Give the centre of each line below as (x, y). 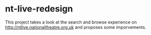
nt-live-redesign (39, 9)
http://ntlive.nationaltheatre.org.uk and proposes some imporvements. (76, 27)
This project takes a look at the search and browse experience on (71, 22)
